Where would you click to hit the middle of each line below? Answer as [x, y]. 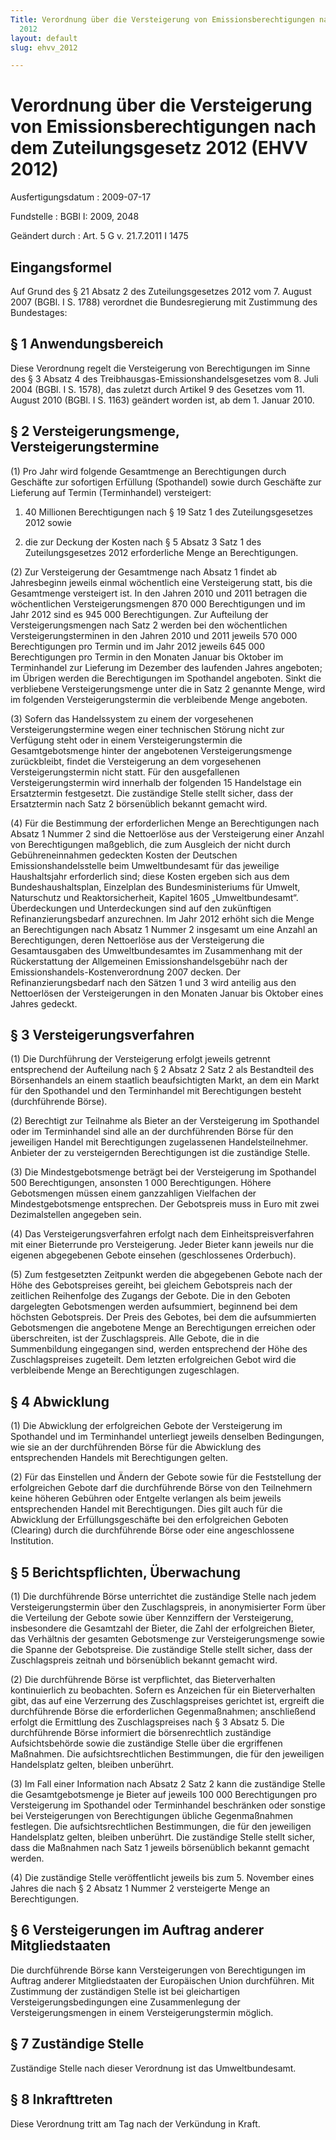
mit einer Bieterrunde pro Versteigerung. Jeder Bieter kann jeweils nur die [162, 1245]
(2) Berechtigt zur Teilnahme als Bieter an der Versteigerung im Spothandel [165, 1121]
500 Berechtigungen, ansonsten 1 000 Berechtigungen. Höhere [141, 1183]
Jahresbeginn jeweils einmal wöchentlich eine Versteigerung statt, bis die [161, 582]
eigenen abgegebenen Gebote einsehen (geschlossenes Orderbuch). [153, 1255]
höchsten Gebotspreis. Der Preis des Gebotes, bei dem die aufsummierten [163, 1317]
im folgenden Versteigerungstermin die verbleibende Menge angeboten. [159, 699]
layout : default [44, 38]
